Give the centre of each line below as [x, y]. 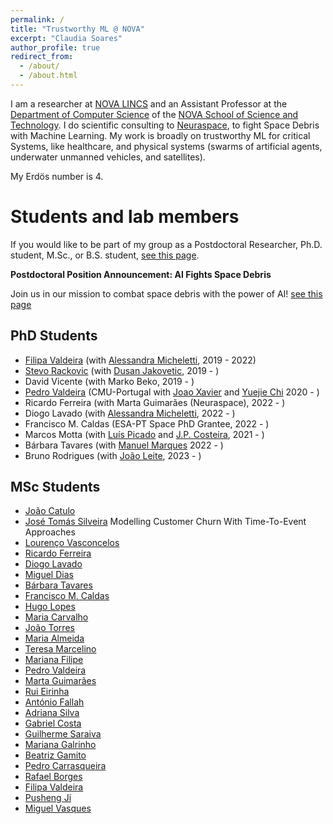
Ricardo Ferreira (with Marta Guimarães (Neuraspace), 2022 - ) [155, 402]
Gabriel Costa [53, 723]
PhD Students [54, 336]
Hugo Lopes [50, 607]
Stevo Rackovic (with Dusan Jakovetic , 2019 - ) [122, 370]
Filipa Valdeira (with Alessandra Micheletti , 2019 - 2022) [140, 360]
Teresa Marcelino [60, 649]
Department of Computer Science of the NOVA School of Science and [154, 114]
